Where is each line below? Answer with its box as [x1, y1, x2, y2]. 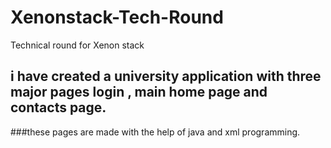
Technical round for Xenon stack [10, 39, 145, 51]
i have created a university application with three [10, 68, 322, 85]
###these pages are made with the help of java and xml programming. [10, 126, 301, 138]
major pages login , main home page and [10, 84, 268, 101]
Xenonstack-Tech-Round [10, 6, 224, 29]
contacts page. [10, 99, 107, 116]
